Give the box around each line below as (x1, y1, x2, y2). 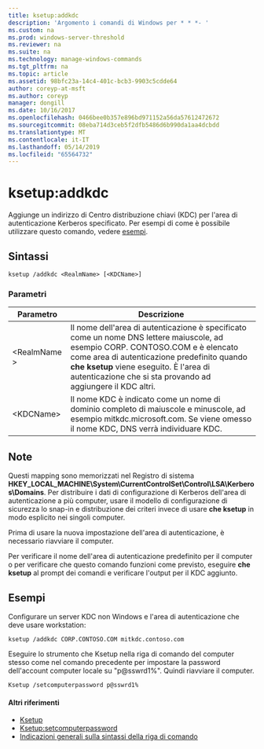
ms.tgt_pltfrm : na (8, 63, 68, 71)
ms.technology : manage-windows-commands (8, 56, 143, 64)
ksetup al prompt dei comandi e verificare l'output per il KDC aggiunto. (8, 568, 238, 578)
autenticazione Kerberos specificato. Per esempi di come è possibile (8, 218, 230, 228)
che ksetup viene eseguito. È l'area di (70, 362, 211, 373)
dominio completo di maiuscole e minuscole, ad (70, 404, 246, 415)
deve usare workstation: (8, 620, 86, 630)
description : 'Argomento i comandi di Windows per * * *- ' (8, 19, 210, 27)
